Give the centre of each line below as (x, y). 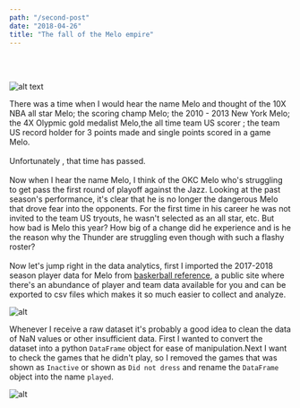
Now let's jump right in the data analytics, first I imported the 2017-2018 (141, 266)
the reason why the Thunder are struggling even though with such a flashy (147, 238)
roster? (22, 247)
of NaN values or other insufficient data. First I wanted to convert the (136, 339)
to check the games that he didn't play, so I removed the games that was (143, 358)
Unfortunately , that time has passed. (77, 161)
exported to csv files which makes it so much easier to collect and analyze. (148, 295)
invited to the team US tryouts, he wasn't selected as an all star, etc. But (142, 218)
